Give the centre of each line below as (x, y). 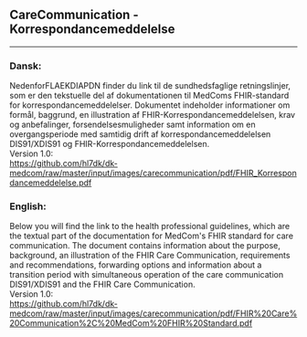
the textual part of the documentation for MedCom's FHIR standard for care (152, 236)
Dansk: (26, 66)
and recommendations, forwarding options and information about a (136, 265)
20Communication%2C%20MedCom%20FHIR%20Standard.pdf (131, 323)
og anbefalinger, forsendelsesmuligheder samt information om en (132, 125)
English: (28, 206)
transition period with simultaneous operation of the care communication (147, 275)
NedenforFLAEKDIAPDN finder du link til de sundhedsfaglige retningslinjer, (150, 86)
